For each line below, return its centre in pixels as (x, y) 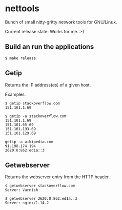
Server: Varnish (21, 190)
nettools (22, 9)
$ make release (20, 58)
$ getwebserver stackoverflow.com (40, 186)
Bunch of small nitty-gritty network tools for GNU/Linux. (61, 22)
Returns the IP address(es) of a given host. (48, 85)
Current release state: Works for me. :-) (45, 31)
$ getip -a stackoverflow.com (36, 116)
